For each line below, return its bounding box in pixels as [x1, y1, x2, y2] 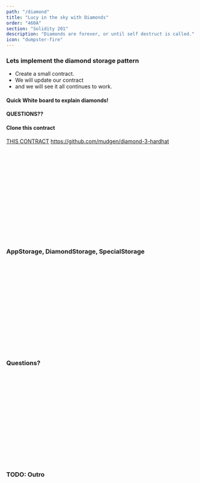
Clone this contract [6, 124, 55, 132]
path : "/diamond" [6, 8, 50, 15]
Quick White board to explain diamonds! [6, 97, 109, 104]
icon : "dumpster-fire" [6, 37, 63, 43]
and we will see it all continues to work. [14, 83, 112, 90]
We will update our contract [14, 76, 84, 84]
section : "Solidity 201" [6, 25, 68, 32]
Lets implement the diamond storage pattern [6, 56, 139, 65]
